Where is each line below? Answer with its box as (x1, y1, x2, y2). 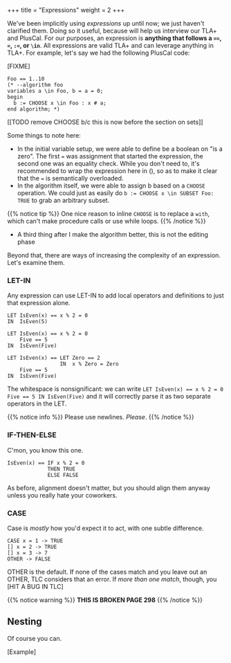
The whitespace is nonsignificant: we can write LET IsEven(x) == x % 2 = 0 (7, 385, 223, 393)
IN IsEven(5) (7, 318, 48, 325)
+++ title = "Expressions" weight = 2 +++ (7, 6, 125, 14)
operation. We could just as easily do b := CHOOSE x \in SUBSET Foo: (17, 189, 214, 197)
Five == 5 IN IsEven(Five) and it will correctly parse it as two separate (7, 392, 211, 401)
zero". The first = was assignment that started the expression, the (17, 152, 203, 160)
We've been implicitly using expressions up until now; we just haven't (7, 19, 205, 27)
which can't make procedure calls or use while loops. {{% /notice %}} (7, 217, 206, 225)
